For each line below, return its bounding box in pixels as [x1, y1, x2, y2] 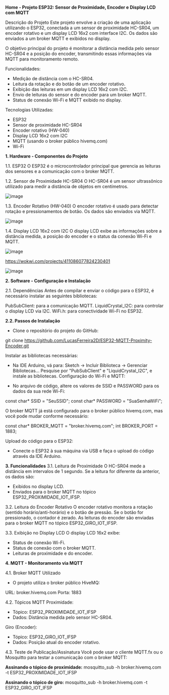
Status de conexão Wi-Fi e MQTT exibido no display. [12, 97, 122, 103]
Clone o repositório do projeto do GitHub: [12, 328, 99, 334]
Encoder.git [5, 343, 29, 349]
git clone [5, 338, 24, 343]
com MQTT [5, 10, 29, 16]
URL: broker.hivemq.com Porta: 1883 [5, 590, 82, 595]
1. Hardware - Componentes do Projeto [5, 153, 88, 159]
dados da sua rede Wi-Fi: [12, 388, 66, 394]
